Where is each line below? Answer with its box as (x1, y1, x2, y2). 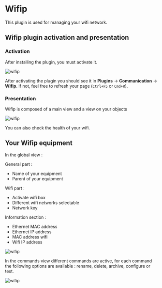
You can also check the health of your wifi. (5, 125, 90, 130)
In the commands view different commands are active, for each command (5, 258, 152, 264)
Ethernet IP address (12, 229, 52, 235)
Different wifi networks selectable (12, 200, 80, 206)
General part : (5, 161, 33, 167)
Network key (12, 205, 38, 210)
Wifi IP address (12, 239, 43, 245)
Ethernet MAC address (12, 224, 58, 229)
